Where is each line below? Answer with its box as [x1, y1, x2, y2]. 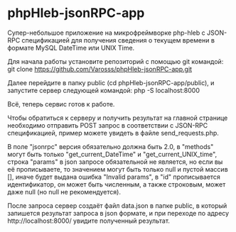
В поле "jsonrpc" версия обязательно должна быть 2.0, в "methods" [7, 142, 214, 150]
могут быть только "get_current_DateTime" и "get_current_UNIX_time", [7, 150, 218, 158]
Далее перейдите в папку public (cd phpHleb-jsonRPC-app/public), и [7, 78, 215, 87]
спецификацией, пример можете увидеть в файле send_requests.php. [7, 128, 219, 137]
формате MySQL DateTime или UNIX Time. [7, 43, 135, 52]
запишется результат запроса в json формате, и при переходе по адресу [7, 209, 230, 217]
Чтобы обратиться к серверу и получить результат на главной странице [7, 114, 228, 122]
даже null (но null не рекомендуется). [7, 187, 121, 196]
